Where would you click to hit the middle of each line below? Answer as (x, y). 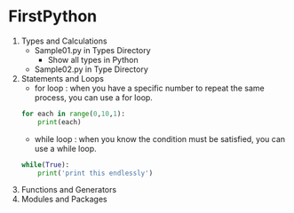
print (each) (60, 122)
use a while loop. (65, 148)
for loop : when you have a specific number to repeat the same (150, 88)
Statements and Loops (62, 78)
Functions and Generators (69, 190)
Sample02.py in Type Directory (91, 69)
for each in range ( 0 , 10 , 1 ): (73, 114)
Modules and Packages (64, 199)
